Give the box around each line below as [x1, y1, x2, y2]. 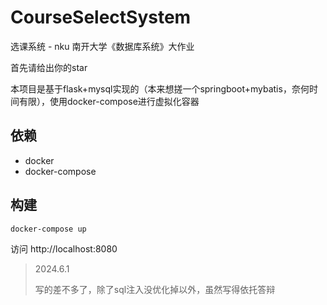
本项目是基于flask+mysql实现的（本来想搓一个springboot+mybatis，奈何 [10, 82, 310, 95]
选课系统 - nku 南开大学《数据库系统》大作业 [10, 40, 195, 52]
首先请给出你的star [10, 61, 88, 73]
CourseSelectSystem [10, 6, 192, 29]
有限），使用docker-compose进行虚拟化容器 [18, 95, 200, 107]
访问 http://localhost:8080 [10, 242, 118, 255]
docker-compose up [10, 224, 87, 234]
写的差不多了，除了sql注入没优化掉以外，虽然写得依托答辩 [34, 283, 276, 295]
